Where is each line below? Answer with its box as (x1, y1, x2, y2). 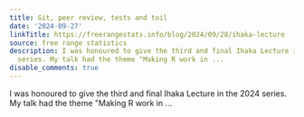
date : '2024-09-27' (9, 22, 83, 31)
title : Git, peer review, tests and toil (9, 13, 168, 22)
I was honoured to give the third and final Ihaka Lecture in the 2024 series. (9, 87, 288, 99)
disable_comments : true (9, 64, 100, 73)
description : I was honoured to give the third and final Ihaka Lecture (9, 47, 290, 56)
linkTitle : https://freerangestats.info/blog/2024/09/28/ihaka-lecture (9, 30, 285, 39)
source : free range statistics (9, 38, 128, 48)
